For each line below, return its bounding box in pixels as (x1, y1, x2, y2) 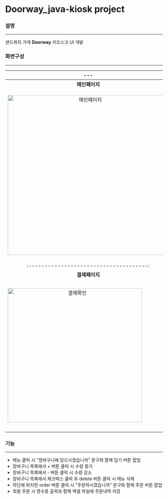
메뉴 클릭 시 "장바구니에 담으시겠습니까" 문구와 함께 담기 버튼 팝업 (12, 457, 141, 463)
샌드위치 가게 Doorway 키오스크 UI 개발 (5, 39, 83, 45)
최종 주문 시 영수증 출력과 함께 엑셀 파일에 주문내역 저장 (12, 488, 121, 494)
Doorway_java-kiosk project (5, 3, 125, 15)
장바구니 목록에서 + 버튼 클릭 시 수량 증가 (12, 463, 93, 469)
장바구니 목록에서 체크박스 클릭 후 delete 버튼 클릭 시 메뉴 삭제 (12, 476, 135, 482)
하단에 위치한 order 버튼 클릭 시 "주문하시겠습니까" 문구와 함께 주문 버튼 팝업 (12, 482, 162, 488)
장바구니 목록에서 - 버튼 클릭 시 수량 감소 (12, 469, 92, 475)
